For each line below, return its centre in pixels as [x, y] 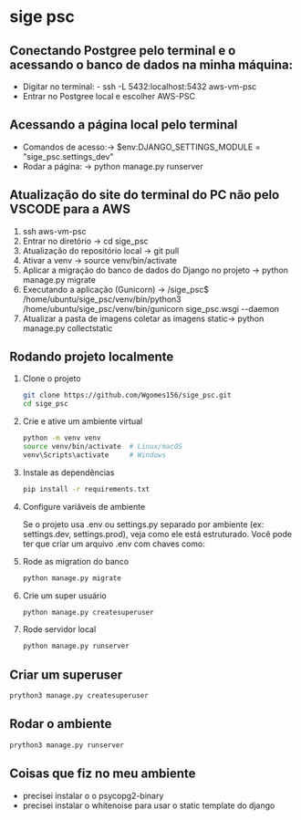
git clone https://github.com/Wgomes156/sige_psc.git [127, 395]
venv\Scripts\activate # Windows [94, 455]
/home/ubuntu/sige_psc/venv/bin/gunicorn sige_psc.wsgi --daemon [151, 308]
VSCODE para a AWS [70, 209]
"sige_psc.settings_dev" [68, 156]
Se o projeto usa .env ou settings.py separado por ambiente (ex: [143, 524]
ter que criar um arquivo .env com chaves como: [114, 544]
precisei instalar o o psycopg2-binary [93, 795]
